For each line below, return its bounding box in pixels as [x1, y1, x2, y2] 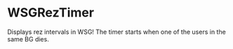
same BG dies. [7, 35, 49, 43]
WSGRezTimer [7, 5, 95, 21]
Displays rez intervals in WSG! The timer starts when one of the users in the [7, 28, 226, 36]
